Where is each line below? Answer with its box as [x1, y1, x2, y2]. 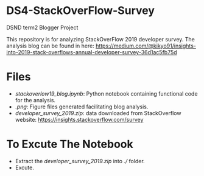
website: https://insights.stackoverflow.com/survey [15, 116, 144, 123]
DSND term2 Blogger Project [6, 24, 79, 31]
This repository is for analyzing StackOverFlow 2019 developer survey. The [6, 35, 195, 43]
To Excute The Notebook [6, 138, 134, 151]
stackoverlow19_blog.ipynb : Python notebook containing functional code [15, 90, 198, 97]
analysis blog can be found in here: [6, 42, 94, 49]
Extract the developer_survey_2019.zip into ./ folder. [15, 157, 145, 164]
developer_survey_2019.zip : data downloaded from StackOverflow [15, 109, 181, 116]
